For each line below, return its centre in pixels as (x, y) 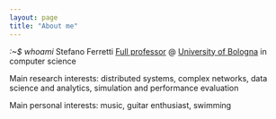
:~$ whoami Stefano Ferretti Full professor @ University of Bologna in (138, 51)
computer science (43, 61)
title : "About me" (44, 26)
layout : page (34, 17)
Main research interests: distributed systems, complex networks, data (138, 78)
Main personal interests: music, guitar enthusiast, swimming (120, 105)
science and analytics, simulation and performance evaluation (124, 88)
